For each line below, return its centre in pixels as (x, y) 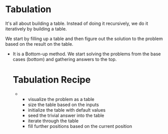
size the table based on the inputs (63, 105)
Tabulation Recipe (51, 80)
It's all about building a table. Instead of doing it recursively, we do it (77, 23)
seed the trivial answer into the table (66, 115)
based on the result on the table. (39, 44)
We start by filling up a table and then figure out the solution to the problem (84, 39)
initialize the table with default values (67, 110)
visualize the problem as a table (61, 99)
